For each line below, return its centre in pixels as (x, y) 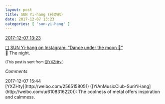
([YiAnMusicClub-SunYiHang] (120, 86)
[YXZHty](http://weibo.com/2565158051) (47, 86)
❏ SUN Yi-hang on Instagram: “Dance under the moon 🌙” (64, 47)
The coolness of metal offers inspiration (119, 92)
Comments (16, 71)
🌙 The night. (18, 53)
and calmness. (20, 97)
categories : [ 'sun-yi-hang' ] (38, 24)
